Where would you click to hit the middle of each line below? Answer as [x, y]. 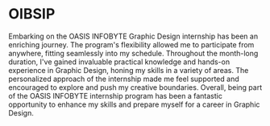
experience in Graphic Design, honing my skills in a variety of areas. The [129, 70]
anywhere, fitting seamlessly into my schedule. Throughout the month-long [133, 53]
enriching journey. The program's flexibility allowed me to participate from [131, 44]
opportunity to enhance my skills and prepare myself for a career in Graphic [134, 104]
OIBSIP [32, 14]
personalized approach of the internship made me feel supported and [124, 79]
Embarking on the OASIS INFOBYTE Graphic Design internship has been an [133, 36]
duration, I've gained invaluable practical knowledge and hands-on [119, 62]
